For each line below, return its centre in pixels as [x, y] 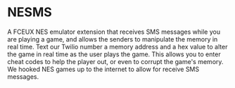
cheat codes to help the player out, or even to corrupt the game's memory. [115, 61]
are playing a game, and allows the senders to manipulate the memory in [113, 39]
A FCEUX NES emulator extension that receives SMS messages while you [114, 32]
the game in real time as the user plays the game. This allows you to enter [114, 54]
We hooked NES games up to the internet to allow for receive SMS [103, 69]
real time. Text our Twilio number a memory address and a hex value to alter [118, 46]
